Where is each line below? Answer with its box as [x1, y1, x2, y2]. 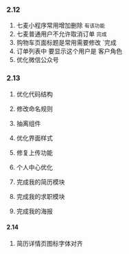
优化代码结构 [16, 89, 53, 98]
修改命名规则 [16, 105, 53, 113]
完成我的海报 [16, 207, 53, 215]
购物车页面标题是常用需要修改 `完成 [16, 39, 117, 47]
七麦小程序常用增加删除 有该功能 [16, 21, 106, 30]
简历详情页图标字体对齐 [16, 239, 83, 247]
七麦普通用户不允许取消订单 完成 [16, 30, 107, 39]
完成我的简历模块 [16, 178, 65, 186]
